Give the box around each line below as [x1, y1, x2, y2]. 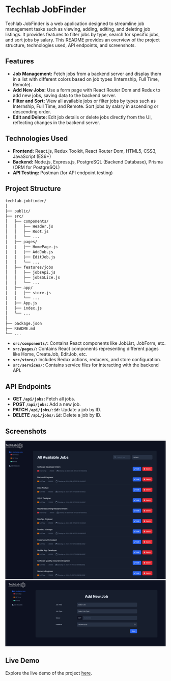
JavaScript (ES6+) [12, 153, 51, 159]
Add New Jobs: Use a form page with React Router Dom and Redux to [12, 87, 160, 93]
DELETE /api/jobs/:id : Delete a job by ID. [12, 412, 102, 418]
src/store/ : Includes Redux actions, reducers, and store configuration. [12, 357, 161, 363]
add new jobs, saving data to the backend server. [12, 92, 116, 98]
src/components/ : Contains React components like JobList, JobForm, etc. [12, 340, 166, 346]
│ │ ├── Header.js [5, 224, 53, 229]
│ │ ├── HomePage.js [5, 244, 58, 250]
